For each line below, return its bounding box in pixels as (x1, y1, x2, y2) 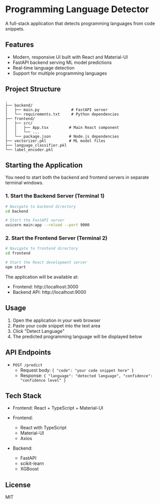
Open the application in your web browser (12, 317, 101, 323)
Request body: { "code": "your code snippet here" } (20, 367, 134, 373)
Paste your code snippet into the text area (12, 322, 101, 328)
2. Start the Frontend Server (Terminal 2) (5, 234, 108, 242)
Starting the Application (5, 161, 83, 170)
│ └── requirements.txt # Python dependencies (5, 112, 119, 117)
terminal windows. (5, 180, 44, 186)
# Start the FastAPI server (5, 218, 65, 223)
